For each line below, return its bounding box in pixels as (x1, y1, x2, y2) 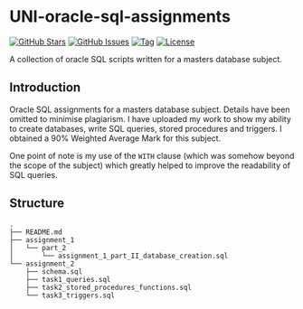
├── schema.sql (25, 267, 83, 276)
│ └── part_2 (9, 243, 67, 252)
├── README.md (9, 228, 63, 237)
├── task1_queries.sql (25, 275, 111, 284)
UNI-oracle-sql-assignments (9, 6, 231, 27)
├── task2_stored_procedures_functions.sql (25, 283, 193, 292)
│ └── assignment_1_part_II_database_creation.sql (9, 251, 229, 260)
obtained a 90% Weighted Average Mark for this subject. (9, 133, 222, 144)
